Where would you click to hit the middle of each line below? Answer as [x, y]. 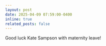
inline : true [19, 19]
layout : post [19, 10]
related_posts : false [28, 24]
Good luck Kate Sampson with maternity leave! [53, 38]
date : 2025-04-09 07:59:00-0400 [39, 14]
